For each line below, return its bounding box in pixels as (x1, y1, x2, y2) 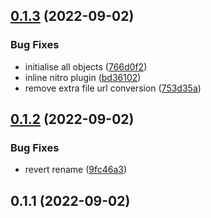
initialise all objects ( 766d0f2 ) (24, 60, 148, 73)
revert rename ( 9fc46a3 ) (24, 164, 128, 176)
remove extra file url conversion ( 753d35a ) (24, 82, 202, 94)
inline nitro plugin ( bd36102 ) (24, 71, 142, 83)
